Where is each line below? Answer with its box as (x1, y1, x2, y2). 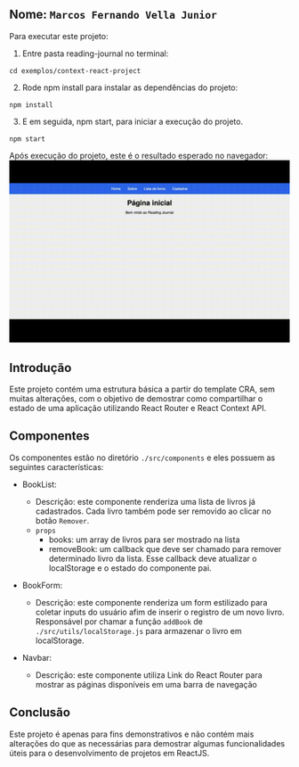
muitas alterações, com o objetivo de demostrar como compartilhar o (9, 392, 263, 404)
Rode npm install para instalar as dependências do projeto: (21, 82, 238, 93)
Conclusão (9, 705, 71, 721)
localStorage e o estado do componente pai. (48, 562, 212, 573)
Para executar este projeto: (9, 30, 109, 41)
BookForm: (21, 580, 63, 590)
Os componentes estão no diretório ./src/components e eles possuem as (9, 452, 276, 463)
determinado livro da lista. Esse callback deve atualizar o (48, 553, 257, 564)
